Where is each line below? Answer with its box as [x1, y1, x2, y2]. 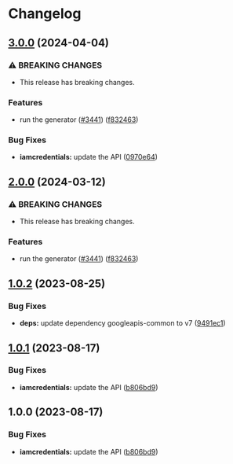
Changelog [8, 5, 82, 23]
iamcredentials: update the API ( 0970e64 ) [19, 153, 158, 162]
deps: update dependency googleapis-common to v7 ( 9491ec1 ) [19, 319, 226, 328]
